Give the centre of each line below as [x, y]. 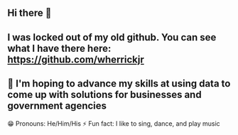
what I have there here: [59, 48]
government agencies [57, 106]
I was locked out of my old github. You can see [112, 37]
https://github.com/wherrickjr [76, 59]
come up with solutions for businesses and [104, 95]
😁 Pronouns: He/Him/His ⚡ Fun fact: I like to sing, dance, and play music [114, 123]
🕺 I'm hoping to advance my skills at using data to [119, 83]
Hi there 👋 [29, 13]
